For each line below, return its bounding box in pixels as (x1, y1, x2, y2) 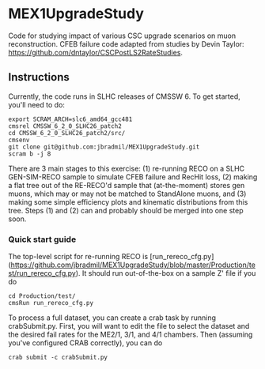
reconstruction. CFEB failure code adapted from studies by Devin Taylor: (8, 39, 244, 48)
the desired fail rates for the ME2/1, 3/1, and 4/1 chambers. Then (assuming (8, 329, 253, 340)
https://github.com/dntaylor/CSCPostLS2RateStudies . (8, 47, 184, 57)
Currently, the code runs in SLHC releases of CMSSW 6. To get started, (8, 92, 240, 101)
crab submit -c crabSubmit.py (8, 353, 108, 362)
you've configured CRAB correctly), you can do (8, 338, 163, 348)
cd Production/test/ (8, 292, 77, 300)
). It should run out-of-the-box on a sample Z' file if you (75, 269, 256, 278)
